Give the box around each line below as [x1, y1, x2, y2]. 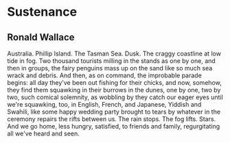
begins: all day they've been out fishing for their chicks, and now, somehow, [7, 79, 222, 86]
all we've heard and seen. [7, 129, 80, 138]
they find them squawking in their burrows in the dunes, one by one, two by [7, 86, 221, 94]
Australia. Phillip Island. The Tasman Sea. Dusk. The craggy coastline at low [7, 49, 222, 57]
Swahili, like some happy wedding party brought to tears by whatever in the [7, 107, 221, 116]
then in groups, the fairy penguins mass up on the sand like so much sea [7, 64, 213, 72]
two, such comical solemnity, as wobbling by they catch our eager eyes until [7, 93, 223, 101]
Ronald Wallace [7, 31, 75, 43]
